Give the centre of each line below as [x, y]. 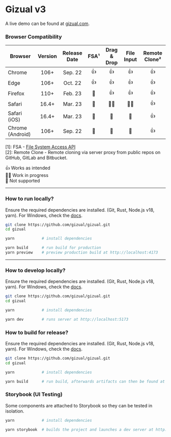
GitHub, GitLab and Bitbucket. [36, 158]
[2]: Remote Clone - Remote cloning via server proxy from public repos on [83, 152]
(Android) [19, 135]
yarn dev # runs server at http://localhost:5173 [67, 319]
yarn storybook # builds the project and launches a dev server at [79, 429]
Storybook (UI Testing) [34, 395]
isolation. [15, 411]
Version [47, 56]
